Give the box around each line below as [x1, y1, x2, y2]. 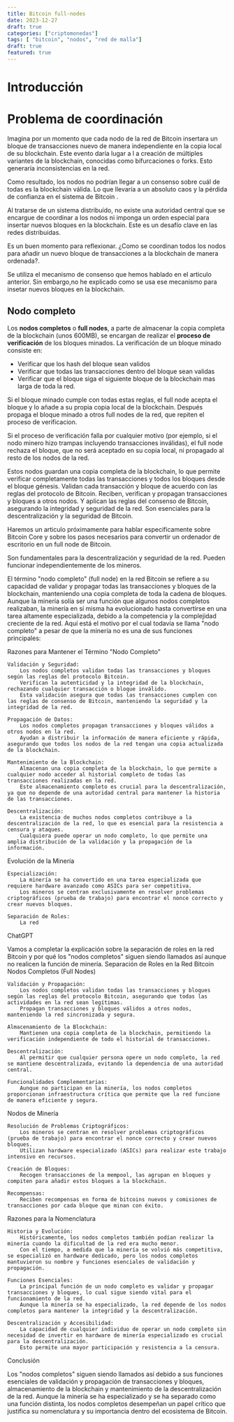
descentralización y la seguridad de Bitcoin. [7, 512, 133, 520]
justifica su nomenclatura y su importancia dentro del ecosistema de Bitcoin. [7, 1407, 228, 1415]
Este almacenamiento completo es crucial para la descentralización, [20, 783, 227, 790]
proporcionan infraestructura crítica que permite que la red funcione [7, 1091, 220, 1098]
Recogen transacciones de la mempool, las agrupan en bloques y [20, 1171, 211, 1178]
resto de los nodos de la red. [7, 454, 89, 462]
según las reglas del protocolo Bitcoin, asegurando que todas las [7, 993, 208, 1000]
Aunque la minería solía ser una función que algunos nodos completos [7, 597, 210, 605]
